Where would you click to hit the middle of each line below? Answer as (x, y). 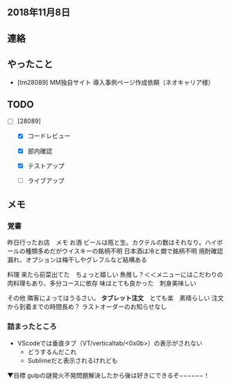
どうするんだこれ (52, 352)
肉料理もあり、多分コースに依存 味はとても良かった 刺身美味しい (102, 283)
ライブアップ (46, 180)
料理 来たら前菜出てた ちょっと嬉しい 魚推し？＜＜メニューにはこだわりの (115, 275)
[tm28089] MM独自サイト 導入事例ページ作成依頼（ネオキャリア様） (116, 82)
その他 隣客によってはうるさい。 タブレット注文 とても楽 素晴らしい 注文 (115, 298)
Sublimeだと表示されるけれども (72, 360)
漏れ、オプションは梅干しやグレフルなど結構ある (77, 260)
